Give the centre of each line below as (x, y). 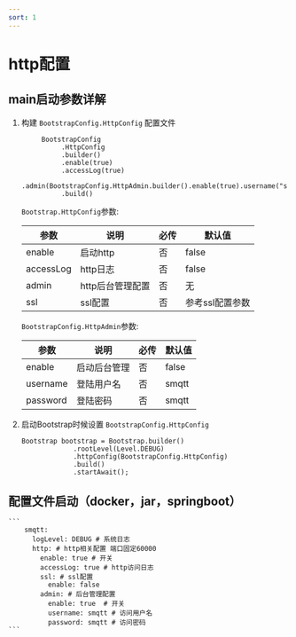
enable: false (74, 585)
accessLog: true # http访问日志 (97, 568)
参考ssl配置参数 (218, 303)
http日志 (97, 269)
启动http (97, 252)
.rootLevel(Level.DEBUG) (119, 449)
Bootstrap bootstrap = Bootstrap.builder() (103, 441)
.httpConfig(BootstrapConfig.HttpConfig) (151, 456)
